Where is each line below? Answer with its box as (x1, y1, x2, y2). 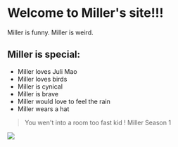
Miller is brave (17, 89, 58, 98)
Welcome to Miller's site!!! (7, 5, 164, 21)
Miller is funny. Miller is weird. (7, 28, 94, 37)
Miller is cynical (17, 82, 63, 91)
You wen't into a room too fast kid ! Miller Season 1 (24, 118, 171, 127)
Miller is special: (7, 49, 81, 60)
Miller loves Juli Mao (17, 67, 77, 75)
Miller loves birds (17, 75, 68, 83)
